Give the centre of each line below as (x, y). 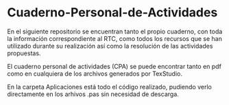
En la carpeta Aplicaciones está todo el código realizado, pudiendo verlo (110, 87)
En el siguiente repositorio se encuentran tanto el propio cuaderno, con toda (115, 31)
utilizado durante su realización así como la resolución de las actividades (110, 46)
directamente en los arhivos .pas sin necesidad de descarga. (93, 94)
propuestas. (24, 53)
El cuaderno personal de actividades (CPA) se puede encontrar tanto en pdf (114, 66)
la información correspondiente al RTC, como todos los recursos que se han (115, 38)
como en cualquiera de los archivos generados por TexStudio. (95, 74)
